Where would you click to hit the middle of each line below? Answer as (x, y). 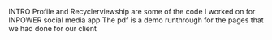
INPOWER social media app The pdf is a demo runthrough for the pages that (136, 20)
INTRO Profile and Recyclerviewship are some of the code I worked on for (132, 12)
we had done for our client (53, 28)
